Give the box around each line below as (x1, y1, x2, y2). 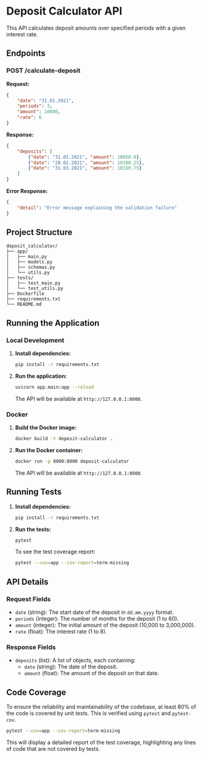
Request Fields (6, 595, 51, 603)
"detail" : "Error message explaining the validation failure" (17, 205, 177, 211)
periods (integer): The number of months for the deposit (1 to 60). (15, 615, 179, 622)
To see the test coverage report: (15, 548, 96, 555)
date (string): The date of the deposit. (24, 663, 118, 670)
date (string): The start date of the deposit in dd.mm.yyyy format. (15, 608, 174, 616)
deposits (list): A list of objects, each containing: (15, 657, 136, 664)
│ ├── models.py (6, 259, 53, 265)
